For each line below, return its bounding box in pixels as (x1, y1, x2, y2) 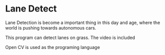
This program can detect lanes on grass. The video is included (5, 34, 135, 40)
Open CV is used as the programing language (5, 44, 100, 50)
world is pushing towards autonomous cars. (5, 24, 96, 30)
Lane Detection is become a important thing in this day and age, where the (5, 19, 160, 25)
